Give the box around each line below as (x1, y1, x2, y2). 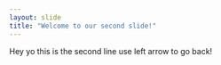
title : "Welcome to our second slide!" (9, 21, 157, 30)
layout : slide (9, 12, 62, 22)
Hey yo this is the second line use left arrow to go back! (9, 45, 213, 56)
